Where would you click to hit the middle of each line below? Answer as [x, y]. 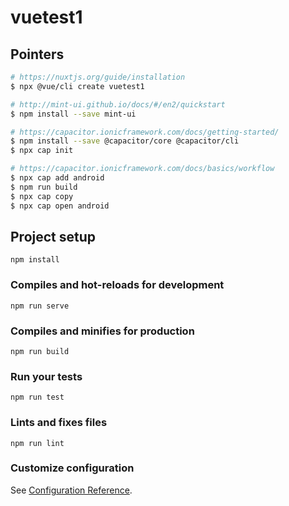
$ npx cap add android [57, 178]
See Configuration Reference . [71, 490]
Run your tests [46, 376]
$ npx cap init [42, 151]
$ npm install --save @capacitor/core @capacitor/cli [125, 141]
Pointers [37, 54]
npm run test [37, 397]
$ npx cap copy [42, 196]
